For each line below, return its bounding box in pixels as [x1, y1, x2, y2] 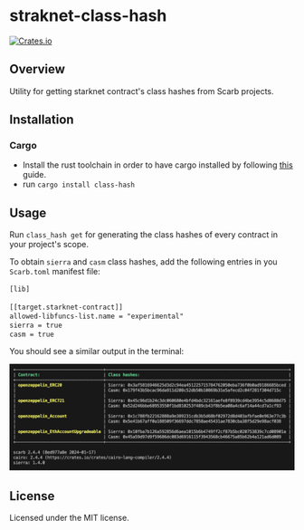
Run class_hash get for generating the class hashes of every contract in [9, 229, 279, 240]
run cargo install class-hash [22, 178, 136, 190]
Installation [9, 112, 74, 128]
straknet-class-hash [9, 5, 167, 26]
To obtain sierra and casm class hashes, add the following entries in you [9, 256, 278, 267]
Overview [9, 62, 66, 77]
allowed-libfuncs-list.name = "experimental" [9, 312, 184, 322]
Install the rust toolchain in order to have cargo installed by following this [22, 159, 294, 170]
